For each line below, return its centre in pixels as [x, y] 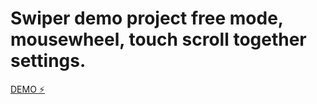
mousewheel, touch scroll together [158, 39]
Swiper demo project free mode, [147, 18]
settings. [48, 61]
